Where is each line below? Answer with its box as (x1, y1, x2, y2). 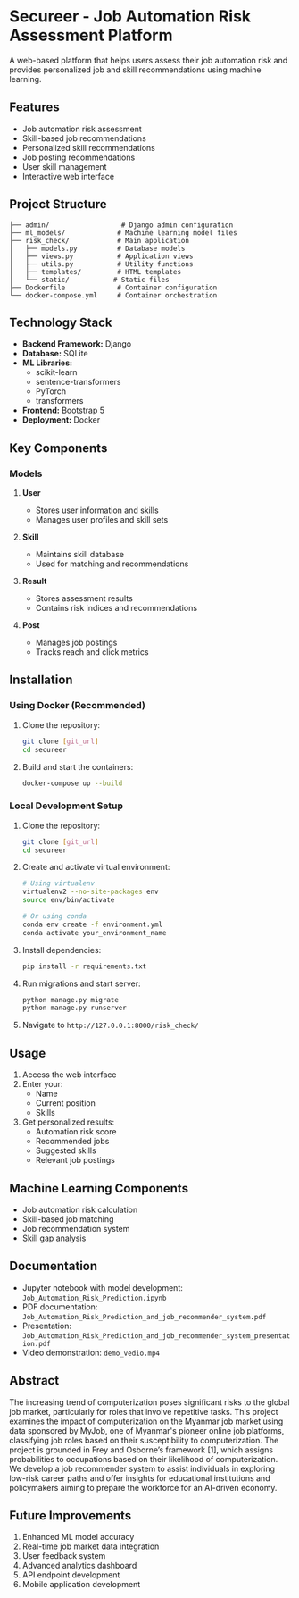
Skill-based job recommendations (21, 132, 147, 144)
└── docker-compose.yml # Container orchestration (9, 290, 218, 300)
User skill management (21, 161, 107, 172)
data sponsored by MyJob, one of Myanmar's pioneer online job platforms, (9, 1425, 285, 1435)
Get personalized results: (21, 1117, 115, 1127)
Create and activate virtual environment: (21, 862, 170, 873)
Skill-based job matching (21, 1213, 114, 1225)
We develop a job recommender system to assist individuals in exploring (9, 1463, 275, 1474)
